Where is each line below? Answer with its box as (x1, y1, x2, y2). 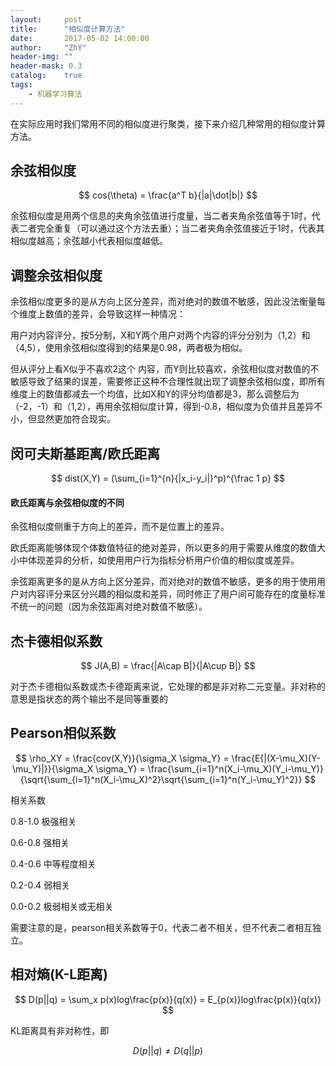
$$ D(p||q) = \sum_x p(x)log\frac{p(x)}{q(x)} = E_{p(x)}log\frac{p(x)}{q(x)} (14, 993, 322, 1005)
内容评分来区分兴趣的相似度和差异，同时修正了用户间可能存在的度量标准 (27, 588, 326, 600)
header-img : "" (10, 52, 74, 62)
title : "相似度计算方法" (10, 24, 126, 34)
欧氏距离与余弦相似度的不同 (10, 496, 125, 508)
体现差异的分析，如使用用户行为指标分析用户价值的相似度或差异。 (27, 554, 300, 566)
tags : (10, 80, 33, 90)
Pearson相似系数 (10, 725, 117, 742)
